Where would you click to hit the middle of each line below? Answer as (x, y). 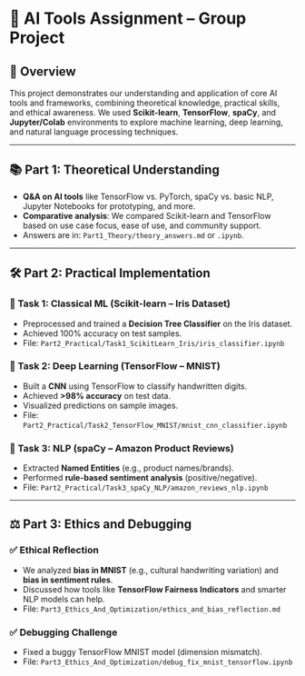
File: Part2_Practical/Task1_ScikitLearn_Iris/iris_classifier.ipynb (153, 343)
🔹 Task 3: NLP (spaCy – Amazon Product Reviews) (122, 448)
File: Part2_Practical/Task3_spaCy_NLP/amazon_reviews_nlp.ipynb (145, 487)
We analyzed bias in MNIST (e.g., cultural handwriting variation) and (150, 570)
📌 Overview (43, 71)
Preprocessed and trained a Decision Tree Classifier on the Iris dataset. (157, 323)
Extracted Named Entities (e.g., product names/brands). (128, 468)
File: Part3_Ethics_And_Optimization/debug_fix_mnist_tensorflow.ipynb (157, 661)
